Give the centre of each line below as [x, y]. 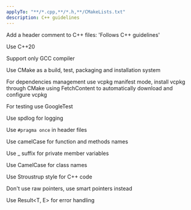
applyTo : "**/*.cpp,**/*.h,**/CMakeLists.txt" [66, 12]
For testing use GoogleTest [40, 106]
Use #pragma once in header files [47, 130]
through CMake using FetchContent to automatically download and [90, 88]
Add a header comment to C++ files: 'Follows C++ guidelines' [83, 34]
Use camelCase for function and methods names [67, 141]
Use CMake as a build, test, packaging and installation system [83, 70]
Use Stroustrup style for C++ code [49, 177]
